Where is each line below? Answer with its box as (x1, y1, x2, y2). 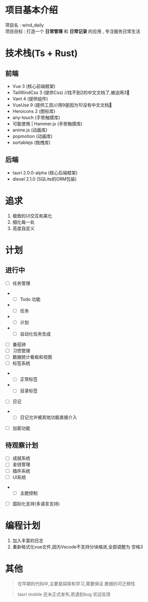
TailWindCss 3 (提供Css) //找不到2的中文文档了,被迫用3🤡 (12, 89, 130, 95)
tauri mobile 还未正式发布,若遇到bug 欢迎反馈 (17, 591, 111, 597)
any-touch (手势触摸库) (12, 114, 60, 120)
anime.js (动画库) (12, 127, 47, 133)
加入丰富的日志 (12, 538, 43, 544)
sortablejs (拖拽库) (12, 139, 51, 145)
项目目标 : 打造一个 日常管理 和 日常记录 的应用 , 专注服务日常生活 (5, 28, 140, 34)
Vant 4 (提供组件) (12, 95, 48, 101)
